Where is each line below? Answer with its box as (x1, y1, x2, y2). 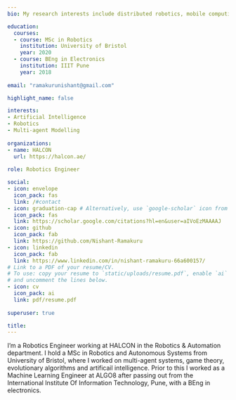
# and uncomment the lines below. (7, 277, 109, 284)
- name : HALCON (7, 146, 52, 153)
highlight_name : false (7, 94, 74, 102)
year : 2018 (20, 68, 52, 76)
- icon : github (7, 224, 52, 232)
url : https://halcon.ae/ (13, 153, 86, 160)
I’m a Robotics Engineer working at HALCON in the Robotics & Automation (7, 342, 221, 350)
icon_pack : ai (13, 290, 55, 297)
